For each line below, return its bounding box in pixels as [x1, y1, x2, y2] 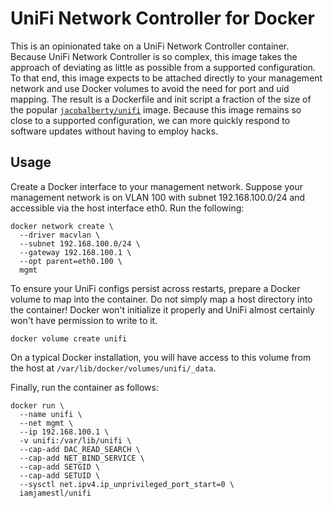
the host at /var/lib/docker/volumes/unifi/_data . [10, 362, 217, 374]
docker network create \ [10, 221, 114, 231]
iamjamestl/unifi [19, 488, 92, 498]
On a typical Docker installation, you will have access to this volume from [10, 351, 312, 363]
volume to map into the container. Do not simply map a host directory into [10, 293, 313, 305]
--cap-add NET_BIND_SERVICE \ [19, 453, 145, 463]
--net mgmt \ [19, 418, 74, 428]
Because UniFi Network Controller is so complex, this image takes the [10, 50, 298, 62]
